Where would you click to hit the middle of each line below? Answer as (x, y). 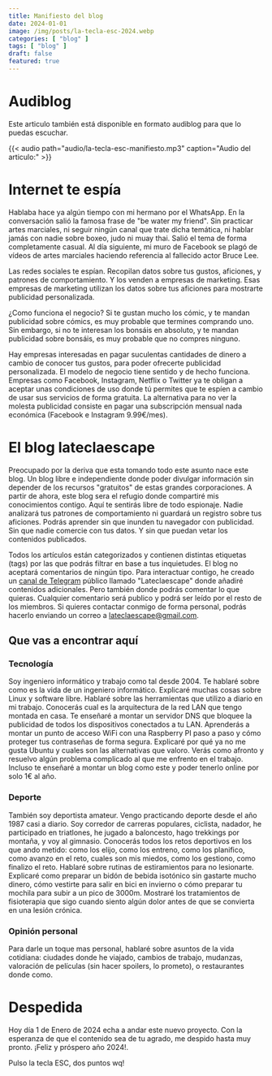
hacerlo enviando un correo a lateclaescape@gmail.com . (104, 615)
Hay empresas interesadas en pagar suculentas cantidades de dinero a (127, 354)
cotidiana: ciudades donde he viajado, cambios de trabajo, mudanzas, (125, 957)
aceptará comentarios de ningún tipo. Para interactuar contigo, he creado (132, 572)
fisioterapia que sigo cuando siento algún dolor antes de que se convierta (132, 901)
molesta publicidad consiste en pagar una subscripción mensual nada (125, 406)
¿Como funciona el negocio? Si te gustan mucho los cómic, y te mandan (129, 313)
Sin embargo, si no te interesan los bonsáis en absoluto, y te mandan (124, 330)
